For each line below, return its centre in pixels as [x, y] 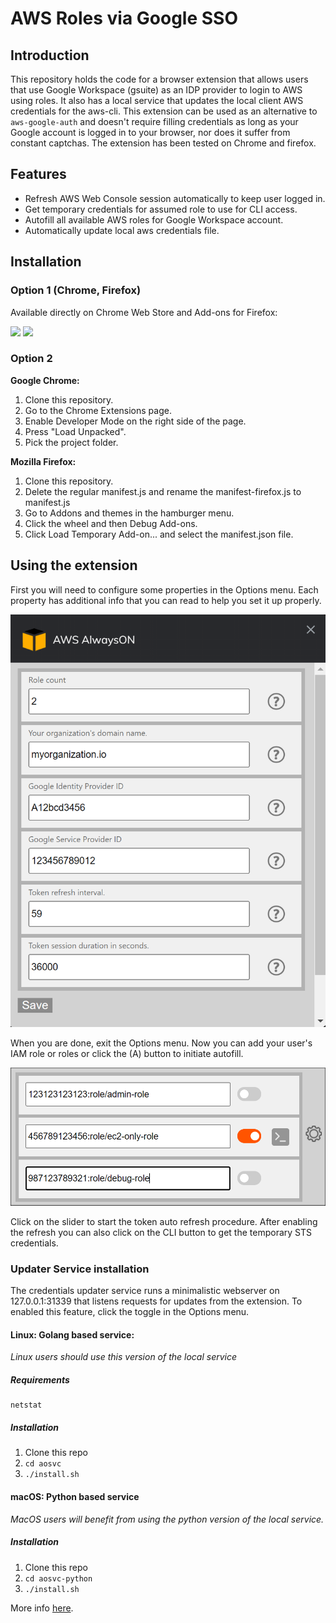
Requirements [40, 1380]
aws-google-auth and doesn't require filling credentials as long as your [154, 121]
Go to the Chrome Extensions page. [98, 410]
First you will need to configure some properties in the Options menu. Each [164, 589]
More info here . [42, 1608]
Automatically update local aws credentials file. [122, 230]
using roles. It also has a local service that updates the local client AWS [157, 100]
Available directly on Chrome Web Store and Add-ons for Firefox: [144, 312]
